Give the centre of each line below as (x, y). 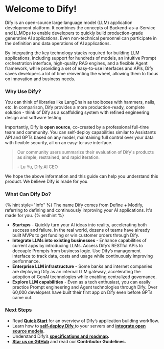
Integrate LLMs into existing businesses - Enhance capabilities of (79, 240)
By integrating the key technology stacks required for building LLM (72, 53)
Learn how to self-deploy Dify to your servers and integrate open (79, 326)
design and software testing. (34, 118)
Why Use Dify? (23, 91)
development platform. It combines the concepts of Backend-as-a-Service (80, 27)
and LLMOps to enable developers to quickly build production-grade (74, 33)
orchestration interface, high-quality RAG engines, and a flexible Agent (76, 63)
